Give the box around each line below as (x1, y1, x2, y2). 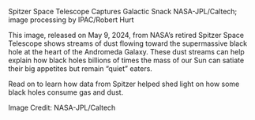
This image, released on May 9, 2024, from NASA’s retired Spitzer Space (8, 31, 245, 39)
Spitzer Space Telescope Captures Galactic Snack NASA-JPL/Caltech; (8, 7, 238, 16)
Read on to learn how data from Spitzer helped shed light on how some (8, 79, 240, 88)
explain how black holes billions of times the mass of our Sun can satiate (8, 55, 245, 65)
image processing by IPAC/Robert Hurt (8, 15, 134, 24)
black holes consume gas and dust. (8, 88, 124, 97)
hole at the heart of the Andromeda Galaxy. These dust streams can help (8, 47, 245, 56)
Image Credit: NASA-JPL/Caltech (8, 103, 116, 112)
